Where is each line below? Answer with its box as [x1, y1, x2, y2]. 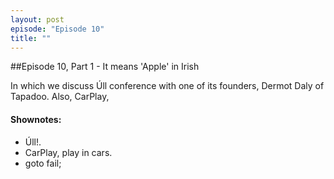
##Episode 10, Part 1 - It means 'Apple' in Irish [10, 61, 200, 73]
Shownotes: [10, 113, 62, 125]
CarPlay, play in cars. [24, 146, 113, 158]
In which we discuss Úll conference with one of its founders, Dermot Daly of [10, 80, 325, 92]
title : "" [10, 33, 52, 43]
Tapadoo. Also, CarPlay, [10, 91, 110, 103]
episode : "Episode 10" [10, 24, 105, 34]
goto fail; [24, 157, 62, 169]
